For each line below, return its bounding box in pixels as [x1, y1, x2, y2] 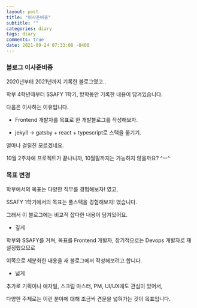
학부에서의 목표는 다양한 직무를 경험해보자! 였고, [6, 186, 119, 193]
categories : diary [6, 25, 52, 32]
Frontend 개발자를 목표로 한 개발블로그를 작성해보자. [14, 116, 138, 124]
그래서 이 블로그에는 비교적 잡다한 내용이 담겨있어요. [6, 211, 128, 219]
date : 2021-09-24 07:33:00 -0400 [6, 43, 90, 49]
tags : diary [6, 31, 36, 37]
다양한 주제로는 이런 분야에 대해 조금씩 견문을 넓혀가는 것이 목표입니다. [6, 295, 171, 303]
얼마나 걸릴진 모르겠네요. [6, 142, 64, 149]
